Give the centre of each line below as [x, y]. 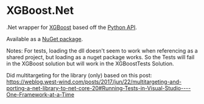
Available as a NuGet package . [45, 39]
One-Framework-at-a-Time [40, 94]
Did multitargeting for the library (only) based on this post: [79, 75]
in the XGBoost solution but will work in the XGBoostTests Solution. [90, 63]
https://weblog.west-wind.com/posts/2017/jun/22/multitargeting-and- [94, 82]
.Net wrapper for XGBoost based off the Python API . [72, 27]
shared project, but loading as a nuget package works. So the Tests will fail [100, 57]
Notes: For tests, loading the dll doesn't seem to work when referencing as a [102, 50]
